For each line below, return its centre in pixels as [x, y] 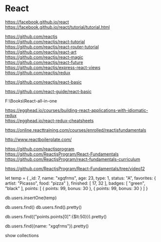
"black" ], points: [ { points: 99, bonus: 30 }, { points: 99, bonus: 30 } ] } [77, 188]
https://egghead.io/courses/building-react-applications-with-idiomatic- [77, 110]
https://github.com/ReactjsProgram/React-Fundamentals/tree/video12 [75, 169]
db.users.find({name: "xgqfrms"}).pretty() [47, 226]
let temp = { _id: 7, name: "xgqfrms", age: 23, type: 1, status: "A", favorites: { [80, 178]
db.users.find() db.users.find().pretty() [43, 207]
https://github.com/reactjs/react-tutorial [45, 41]
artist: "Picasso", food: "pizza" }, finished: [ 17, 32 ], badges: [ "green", [75, 183]
